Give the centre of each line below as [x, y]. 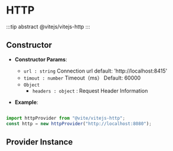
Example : [26, 102]
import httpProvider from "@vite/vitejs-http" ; [66, 118]
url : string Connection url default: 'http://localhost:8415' [95, 71]
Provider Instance [40, 142]
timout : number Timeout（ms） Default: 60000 [82, 78]
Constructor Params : [41, 59]
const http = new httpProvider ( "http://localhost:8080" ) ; [79, 124]
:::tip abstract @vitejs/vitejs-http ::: [48, 27]
